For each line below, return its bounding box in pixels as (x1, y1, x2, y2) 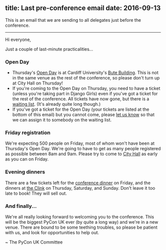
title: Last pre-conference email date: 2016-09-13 (5, 4, 161, 12)
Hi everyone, (5, 37, 31, 42)
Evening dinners (5, 168, 45, 175)
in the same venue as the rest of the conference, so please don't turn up (12, 75, 160, 81)
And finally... (5, 203, 37, 209)
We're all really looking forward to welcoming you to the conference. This (5, 214, 154, 219)
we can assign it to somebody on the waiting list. (12, 117, 112, 123)
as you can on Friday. (5, 156, 49, 162)
